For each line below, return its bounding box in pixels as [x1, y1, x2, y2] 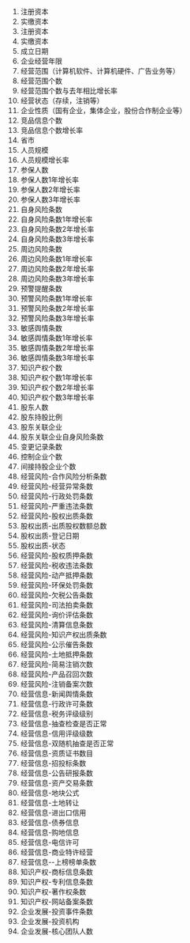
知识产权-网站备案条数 [20, 897, 94, 906]
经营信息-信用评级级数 [20, 729, 94, 738]
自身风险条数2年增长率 [20, 225, 95, 233]
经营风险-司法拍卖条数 [20, 600, 94, 609]
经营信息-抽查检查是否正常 [20, 719, 107, 728]
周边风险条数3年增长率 [20, 274, 95, 283]
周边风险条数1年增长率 [20, 254, 93, 263]
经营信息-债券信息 [20, 818, 80, 827]
